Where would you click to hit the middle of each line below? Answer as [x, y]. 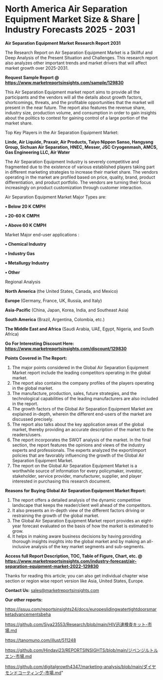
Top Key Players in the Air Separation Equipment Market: [62, 132]
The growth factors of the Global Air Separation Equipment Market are [82, 409]
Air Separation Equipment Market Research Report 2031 [63, 43]
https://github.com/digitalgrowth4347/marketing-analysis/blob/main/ [74, 666]
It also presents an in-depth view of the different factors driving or [78, 510]
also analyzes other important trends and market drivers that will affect [76, 63]
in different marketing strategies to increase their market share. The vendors [81, 172]
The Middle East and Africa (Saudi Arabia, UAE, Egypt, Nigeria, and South [80, 329]
